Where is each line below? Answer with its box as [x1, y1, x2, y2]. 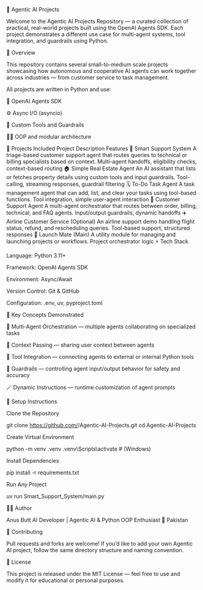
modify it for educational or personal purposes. [6, 577, 125, 584]
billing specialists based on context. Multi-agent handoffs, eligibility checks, [6, 158, 197, 165]
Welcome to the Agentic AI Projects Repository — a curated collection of [6, 18, 189, 24]
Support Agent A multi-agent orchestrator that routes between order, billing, [6, 202, 198, 209]
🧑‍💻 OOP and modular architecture [6, 133, 91, 140]
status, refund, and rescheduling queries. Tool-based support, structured [6, 224, 190, 232]
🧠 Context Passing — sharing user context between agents [6, 341, 154, 348]
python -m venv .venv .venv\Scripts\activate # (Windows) [6, 445, 151, 452]
